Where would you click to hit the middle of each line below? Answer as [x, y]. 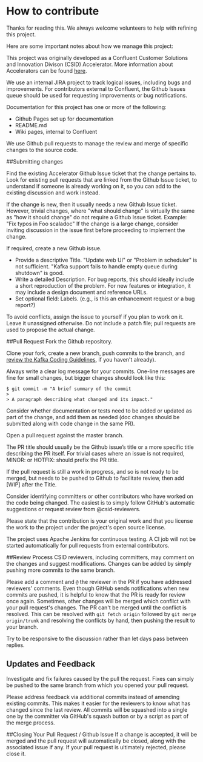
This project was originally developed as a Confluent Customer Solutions [97, 58]
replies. [16, 645]
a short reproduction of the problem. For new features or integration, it [103, 285]
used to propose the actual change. [51, 330]
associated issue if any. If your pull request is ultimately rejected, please [96, 747]
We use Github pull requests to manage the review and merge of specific [97, 143]
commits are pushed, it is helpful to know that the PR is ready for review [96, 594]
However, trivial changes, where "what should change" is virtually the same [101, 211]
